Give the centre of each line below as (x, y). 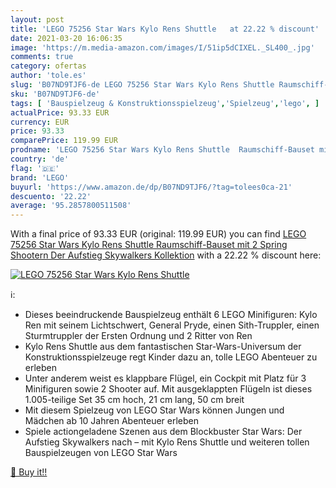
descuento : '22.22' (51, 196)
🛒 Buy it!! (29, 472)
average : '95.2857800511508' (71, 206)
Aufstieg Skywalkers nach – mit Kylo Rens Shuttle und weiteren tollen (167, 442)
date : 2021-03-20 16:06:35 (66, 38)
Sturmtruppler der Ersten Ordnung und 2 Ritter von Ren (138, 336)
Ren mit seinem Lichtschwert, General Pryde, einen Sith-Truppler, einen (172, 325)
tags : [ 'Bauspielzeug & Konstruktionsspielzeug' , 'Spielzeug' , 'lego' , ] (165, 103)
